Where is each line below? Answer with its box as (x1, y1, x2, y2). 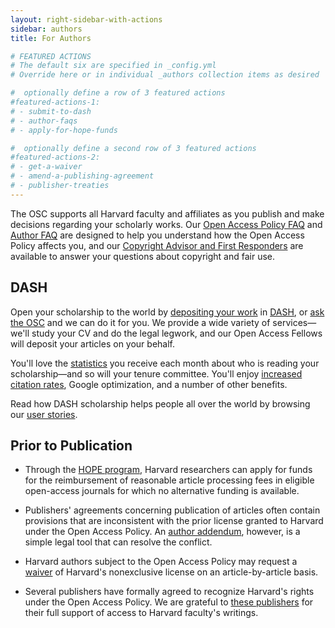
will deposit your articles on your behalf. (10, 337, 176, 350)
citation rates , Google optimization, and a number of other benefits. (10, 378, 288, 390)
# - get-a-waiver (10, 162, 83, 172)
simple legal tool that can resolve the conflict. (24, 536, 213, 548)
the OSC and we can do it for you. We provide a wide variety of (10, 316, 271, 328)
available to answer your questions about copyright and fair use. (10, 250, 276, 262)
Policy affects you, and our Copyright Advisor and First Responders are (10, 239, 304, 251)
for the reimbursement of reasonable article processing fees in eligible (24, 474, 315, 486)
